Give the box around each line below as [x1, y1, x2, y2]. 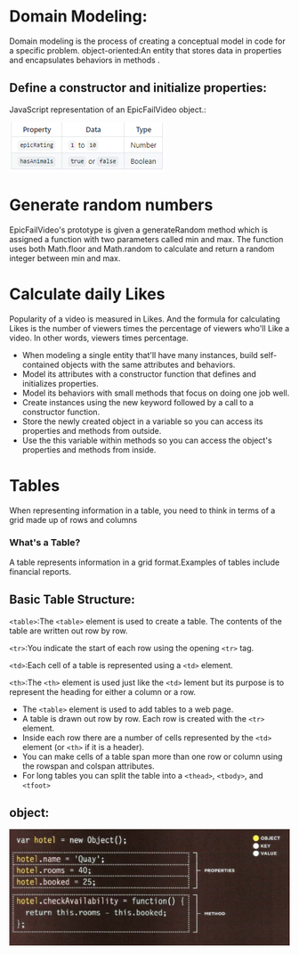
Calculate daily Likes [9, 283, 166, 304]
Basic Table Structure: [9, 592, 135, 608]
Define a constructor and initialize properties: [9, 80, 267, 95]
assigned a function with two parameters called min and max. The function [9, 233, 284, 244]
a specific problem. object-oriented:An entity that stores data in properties [9, 45, 282, 55]
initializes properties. [21, 378, 100, 388]
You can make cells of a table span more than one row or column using [21, 751, 283, 762]
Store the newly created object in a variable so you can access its [21, 416, 263, 427]
